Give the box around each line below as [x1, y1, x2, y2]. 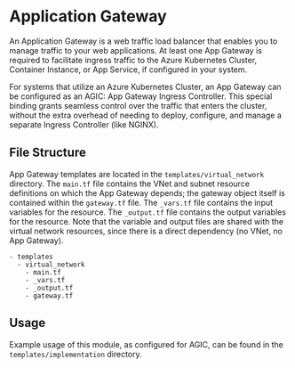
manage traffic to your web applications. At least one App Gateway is [9, 45, 262, 55]
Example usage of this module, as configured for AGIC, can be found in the [9, 339, 284, 349]
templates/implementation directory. [9, 348, 142, 359]
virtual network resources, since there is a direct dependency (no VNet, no [9, 225, 283, 236]
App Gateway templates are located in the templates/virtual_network [9, 168, 265, 179]
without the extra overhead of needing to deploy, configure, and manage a [9, 110, 282, 120]
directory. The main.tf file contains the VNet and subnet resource [9, 178, 251, 189]
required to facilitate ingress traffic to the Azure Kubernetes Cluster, [9, 54, 258, 65]
